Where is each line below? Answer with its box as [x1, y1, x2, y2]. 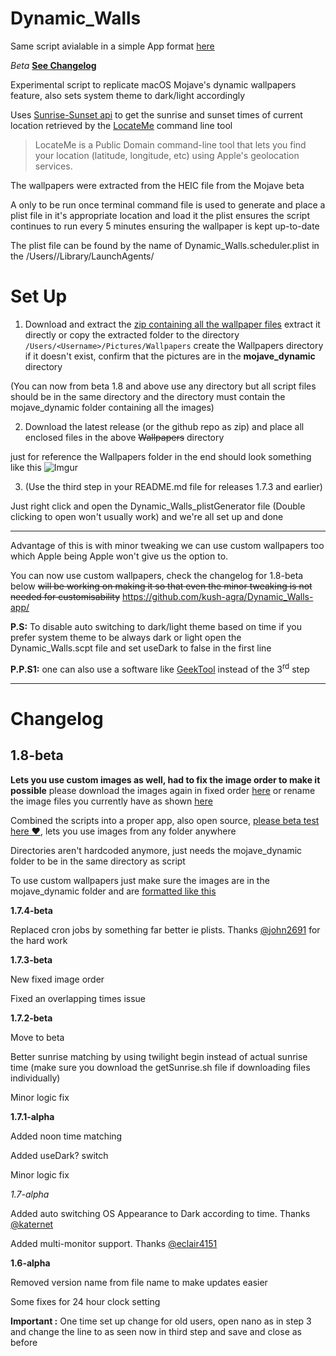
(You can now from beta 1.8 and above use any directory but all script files [10, 380, 317, 392]
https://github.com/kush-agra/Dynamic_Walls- [122, 590, 314, 602]
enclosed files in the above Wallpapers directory [24, 431, 225, 443]
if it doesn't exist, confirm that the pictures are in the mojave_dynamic [24, 350, 316, 362]
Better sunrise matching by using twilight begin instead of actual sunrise [10, 1050, 308, 1062]
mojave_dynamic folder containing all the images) [10, 401, 215, 413]
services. [34, 160, 73, 172]
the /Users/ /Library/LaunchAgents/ [10, 250, 155, 262]
